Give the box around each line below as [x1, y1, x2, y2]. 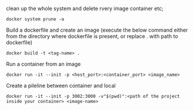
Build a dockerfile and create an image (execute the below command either [6, 26, 188, 33]
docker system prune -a [6, 16, 65, 22]
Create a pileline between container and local [6, 82, 116, 89]
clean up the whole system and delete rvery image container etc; [6, 5, 163, 12]
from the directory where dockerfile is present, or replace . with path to [6, 33, 178, 40]
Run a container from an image [6, 61, 81, 67]
